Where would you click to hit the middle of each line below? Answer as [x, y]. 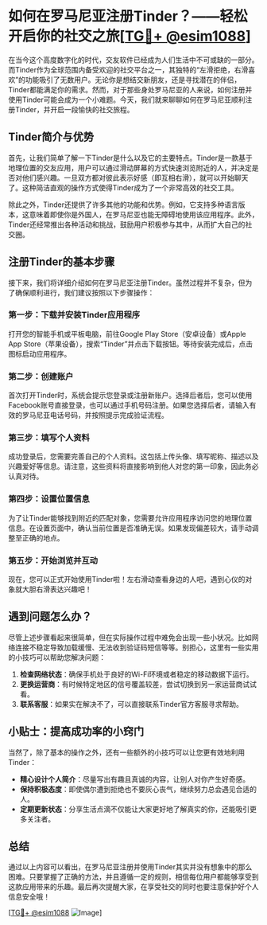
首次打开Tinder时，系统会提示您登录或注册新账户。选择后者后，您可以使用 [130, 396]
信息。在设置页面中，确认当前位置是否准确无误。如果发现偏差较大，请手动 [130, 528]
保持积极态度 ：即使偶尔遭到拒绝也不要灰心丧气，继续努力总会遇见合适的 [138, 789]
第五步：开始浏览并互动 [53, 560]
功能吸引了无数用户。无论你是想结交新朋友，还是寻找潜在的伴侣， [133, 80]
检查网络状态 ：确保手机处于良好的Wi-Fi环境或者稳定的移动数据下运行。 [137, 674]
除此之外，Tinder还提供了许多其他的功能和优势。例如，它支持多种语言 [123, 205]
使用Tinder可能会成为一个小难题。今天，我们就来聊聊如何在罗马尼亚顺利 [127, 100]
